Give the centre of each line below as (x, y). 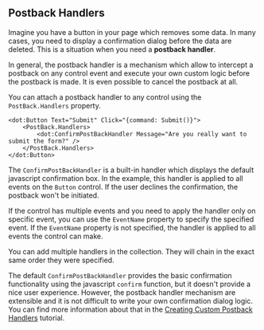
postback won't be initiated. (54, 195)
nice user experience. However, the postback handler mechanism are (122, 292)
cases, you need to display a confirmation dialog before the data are (120, 41)
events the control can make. (56, 236)
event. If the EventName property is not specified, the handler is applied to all (132, 227)
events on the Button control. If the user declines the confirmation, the (123, 187)
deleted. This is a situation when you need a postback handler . (112, 49)
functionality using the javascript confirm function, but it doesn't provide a (130, 284)
